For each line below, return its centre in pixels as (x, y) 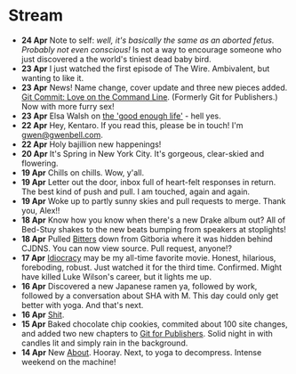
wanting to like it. (52, 77)
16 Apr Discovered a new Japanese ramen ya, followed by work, (139, 286)
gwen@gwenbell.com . (62, 134)
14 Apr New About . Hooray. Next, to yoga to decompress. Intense (141, 352)
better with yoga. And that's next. (82, 305)
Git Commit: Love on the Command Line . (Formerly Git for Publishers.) (149, 97)
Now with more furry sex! (68, 106)
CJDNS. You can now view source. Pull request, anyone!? (127, 248)
